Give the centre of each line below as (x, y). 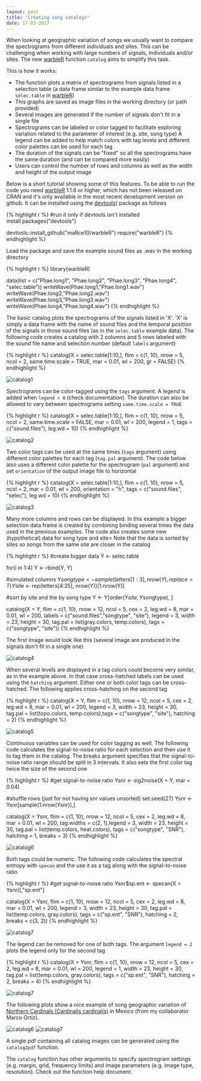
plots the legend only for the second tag (56, 951)
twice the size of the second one (47, 769)
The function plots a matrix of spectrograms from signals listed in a (98, 83)
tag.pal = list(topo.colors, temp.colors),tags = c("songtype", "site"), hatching (101, 714)
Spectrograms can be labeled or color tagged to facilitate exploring (98, 128)
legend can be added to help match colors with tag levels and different (102, 140)
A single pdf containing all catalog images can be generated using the (93, 1041)
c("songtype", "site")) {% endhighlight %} (58, 628)
